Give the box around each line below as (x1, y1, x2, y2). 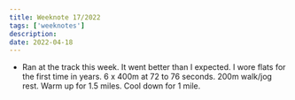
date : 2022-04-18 (9, 37, 74, 47)
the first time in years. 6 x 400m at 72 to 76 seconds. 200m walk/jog (21, 72, 273, 82)
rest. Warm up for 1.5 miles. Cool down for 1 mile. (21, 81, 201, 91)
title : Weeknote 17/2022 (9, 12, 101, 22)
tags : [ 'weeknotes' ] (9, 21, 86, 30)
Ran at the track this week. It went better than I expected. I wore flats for (21, 62, 286, 73)
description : (9, 29, 58, 38)
